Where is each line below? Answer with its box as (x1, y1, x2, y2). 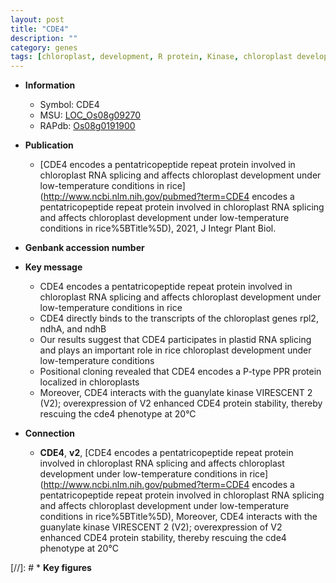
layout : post (10, 14, 65, 25)
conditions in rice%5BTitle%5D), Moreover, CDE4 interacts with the (39, 511, 318, 523)
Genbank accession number (24, 242, 145, 254)
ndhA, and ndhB (39, 323, 107, 335)
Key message (24, 261, 83, 273)
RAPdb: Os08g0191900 (39, 120, 136, 132)
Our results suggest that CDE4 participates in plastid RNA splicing (39, 334, 312, 346)
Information (24, 79, 76, 91)
